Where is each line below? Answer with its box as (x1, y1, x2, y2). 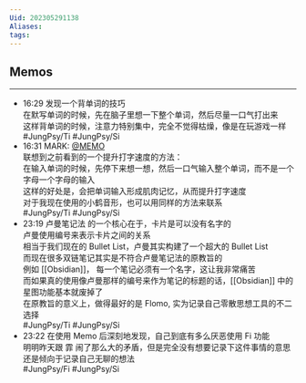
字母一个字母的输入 (22, 174, 96, 185)
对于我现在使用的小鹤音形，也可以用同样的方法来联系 (22, 197, 223, 208)
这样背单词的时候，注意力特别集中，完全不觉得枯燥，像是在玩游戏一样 (22, 120, 287, 132)
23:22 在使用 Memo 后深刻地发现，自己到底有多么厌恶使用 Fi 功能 (22, 330, 270, 342)
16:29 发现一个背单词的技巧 (22, 98, 126, 109)
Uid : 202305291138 (9, 13, 79, 23)
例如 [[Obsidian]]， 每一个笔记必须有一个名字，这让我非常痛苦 (22, 264, 257, 274)
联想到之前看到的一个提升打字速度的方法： (22, 151, 183, 162)
